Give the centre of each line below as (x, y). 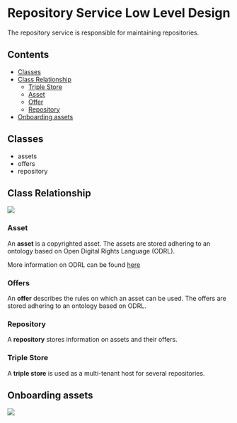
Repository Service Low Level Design (119, 13)
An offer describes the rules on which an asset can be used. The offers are (117, 298)
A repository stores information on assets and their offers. (93, 340)
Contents (28, 55)
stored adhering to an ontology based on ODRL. (77, 306)
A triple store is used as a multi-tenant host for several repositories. (106, 373)
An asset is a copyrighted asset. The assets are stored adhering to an (109, 243)
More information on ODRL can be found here (74, 264)
